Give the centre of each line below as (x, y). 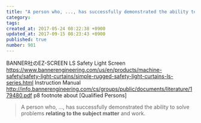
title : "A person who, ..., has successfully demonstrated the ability (97, 12)
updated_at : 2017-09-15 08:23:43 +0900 (56, 34)
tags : (13, 23)
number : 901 (21, 46)
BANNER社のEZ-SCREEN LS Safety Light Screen (66, 63)
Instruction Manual (58, 82)
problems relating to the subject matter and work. (83, 113)
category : (19, 17)
